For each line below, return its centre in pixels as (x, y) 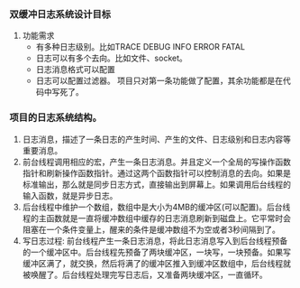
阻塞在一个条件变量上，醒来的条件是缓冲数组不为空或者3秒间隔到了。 (151, 229)
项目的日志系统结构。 (55, 117)
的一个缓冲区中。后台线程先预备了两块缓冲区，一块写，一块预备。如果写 (156, 252)
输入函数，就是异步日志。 (70, 195)
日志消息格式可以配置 (75, 70)
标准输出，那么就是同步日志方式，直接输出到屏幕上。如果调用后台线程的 (156, 184)
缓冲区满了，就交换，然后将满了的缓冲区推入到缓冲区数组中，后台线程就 (156, 263)
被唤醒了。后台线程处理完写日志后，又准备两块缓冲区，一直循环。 (145, 274)
